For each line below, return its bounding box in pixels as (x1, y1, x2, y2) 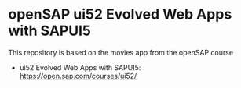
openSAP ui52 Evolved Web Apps (8, 5, 232, 23)
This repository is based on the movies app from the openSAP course (8, 48, 234, 57)
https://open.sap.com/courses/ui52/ (19, 71, 137, 80)
